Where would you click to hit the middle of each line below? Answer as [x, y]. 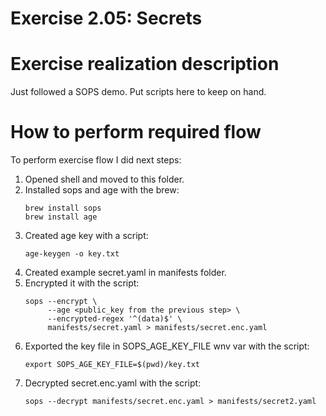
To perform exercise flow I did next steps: [96, 160]
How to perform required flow [136, 132]
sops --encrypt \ [61, 302]
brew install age [61, 217]
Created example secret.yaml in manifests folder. [125, 273]
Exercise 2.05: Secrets [106, 18]
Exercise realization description [145, 64]
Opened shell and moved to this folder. [104, 179]
